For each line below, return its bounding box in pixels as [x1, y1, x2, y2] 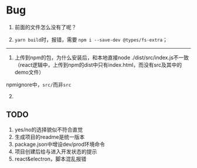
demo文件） [14, 68, 45, 76]
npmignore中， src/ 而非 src [6, 81, 72, 88]
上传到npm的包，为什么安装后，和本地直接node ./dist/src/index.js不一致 [14, 54, 189, 61]
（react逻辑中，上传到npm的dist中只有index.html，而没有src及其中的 [14, 61, 182, 68]
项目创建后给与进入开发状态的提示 [14, 148, 97, 155]
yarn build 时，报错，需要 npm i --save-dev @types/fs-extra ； [14, 36, 168, 43]
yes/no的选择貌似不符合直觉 [14, 126, 83, 133]
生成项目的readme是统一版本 [14, 133, 85, 140]
